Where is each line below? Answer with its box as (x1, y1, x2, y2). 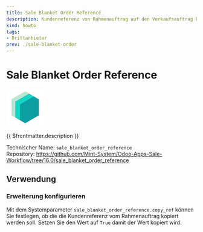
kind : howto (6, 22, 36, 28)
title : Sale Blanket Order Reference (6, 10, 101, 16)
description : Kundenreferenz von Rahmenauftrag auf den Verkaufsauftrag (6, 16, 193, 22)
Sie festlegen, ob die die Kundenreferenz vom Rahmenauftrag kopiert (6, 212, 179, 219)
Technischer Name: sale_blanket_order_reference (6, 143, 132, 151)
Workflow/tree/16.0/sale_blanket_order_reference (6, 157, 129, 164)
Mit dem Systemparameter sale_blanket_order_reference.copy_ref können (6, 205, 195, 213)
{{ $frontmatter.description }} (6, 132, 80, 139)
